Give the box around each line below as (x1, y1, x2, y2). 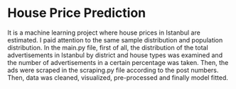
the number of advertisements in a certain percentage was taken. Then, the (7, 58, 229, 66)
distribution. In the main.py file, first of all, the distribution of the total (7, 43, 208, 52)
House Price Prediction (7, 5, 146, 21)
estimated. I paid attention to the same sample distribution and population (7, 35, 223, 44)
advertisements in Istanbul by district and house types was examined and (7, 51, 222, 59)
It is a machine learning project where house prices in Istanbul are (7, 28, 200, 37)
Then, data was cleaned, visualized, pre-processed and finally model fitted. (7, 73, 229, 82)
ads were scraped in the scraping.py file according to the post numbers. (7, 66, 219, 74)
